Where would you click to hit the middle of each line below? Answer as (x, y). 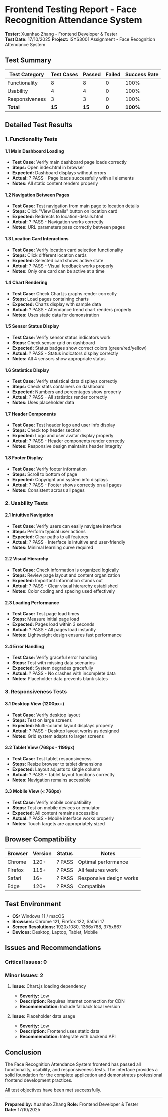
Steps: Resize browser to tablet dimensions (57, 764)
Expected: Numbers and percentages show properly (67, 392)
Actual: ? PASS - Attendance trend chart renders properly (72, 309)
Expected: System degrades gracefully (53, 668)
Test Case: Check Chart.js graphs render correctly (65, 293)
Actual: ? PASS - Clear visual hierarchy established (65, 586)
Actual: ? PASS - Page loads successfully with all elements (73, 178)
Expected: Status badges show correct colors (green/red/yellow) (80, 348)
